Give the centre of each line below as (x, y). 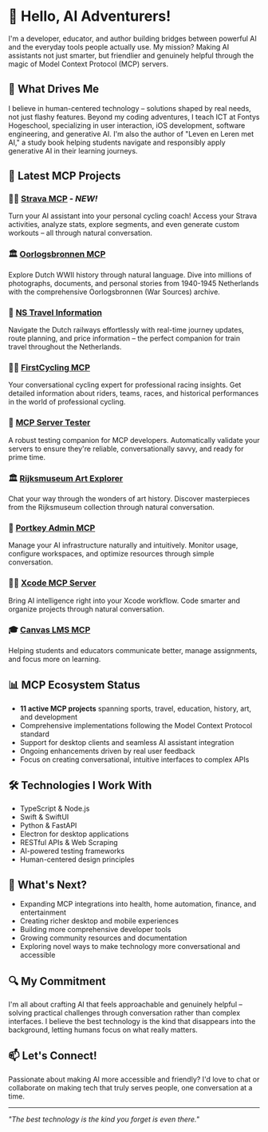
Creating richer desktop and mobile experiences (99, 921)
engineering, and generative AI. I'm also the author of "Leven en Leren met (131, 134)
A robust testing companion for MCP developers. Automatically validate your (134, 440)
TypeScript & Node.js (55, 809)
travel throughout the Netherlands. (65, 347)
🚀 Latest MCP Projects (65, 176)
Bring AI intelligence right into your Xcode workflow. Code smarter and (124, 600)
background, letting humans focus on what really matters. (103, 1030)
